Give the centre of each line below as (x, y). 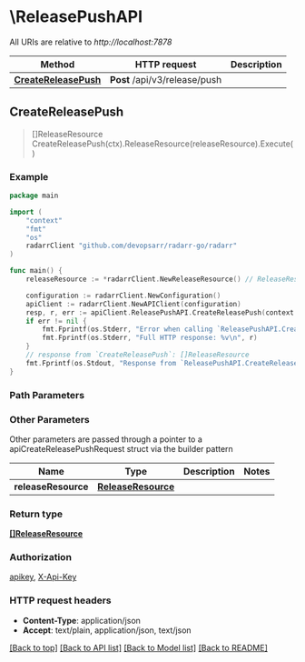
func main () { (36, 271)
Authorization (41, 557)
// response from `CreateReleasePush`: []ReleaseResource (138, 355)
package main (34, 196)
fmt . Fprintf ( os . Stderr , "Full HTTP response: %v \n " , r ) (150, 338)
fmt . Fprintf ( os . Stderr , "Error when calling (128, 329)
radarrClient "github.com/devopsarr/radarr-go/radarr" (132, 246)
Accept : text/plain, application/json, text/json (107, 630)
